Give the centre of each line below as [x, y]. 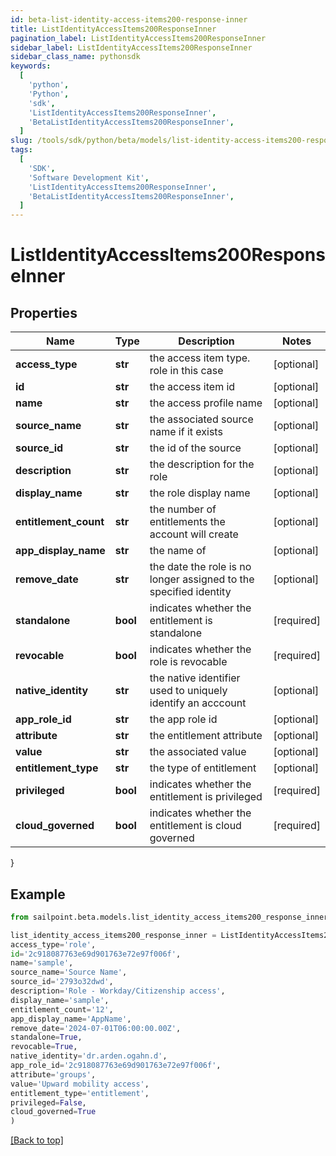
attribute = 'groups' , [53, 1074]
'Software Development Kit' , [89, 177]
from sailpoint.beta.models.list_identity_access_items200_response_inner [169, 917]
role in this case [186, 371]
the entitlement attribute [206, 736]
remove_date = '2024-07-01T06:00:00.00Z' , [96, 1028]
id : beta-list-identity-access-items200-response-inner [129, 19]
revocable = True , [44, 1047]
